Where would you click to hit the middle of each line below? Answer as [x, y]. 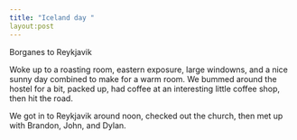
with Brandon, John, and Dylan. [68, 125]
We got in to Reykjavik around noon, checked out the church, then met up [146, 116]
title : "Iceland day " [52, 18]
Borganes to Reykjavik [51, 51]
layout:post [32, 26]
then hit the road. [42, 98]
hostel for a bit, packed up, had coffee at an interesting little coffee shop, [145, 89]
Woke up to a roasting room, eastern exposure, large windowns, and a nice [149, 70]
